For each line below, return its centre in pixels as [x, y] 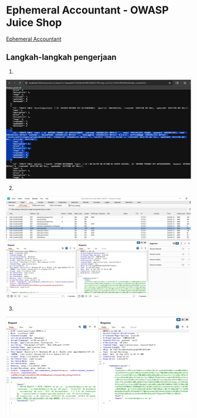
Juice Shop [34, 23]
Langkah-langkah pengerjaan [61, 57]
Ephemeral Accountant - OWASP [87, 10]
